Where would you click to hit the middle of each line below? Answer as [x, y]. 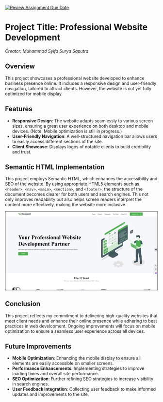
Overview [20, 67]
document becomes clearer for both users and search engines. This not [77, 194]
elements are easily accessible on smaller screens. [63, 364]
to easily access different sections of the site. [57, 141]
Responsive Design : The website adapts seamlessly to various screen [82, 121]
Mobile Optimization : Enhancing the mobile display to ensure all [76, 358]
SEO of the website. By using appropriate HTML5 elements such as [72, 184]
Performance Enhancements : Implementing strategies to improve [78, 368]
